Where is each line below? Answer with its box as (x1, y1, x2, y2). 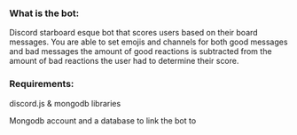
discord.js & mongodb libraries (9, 98, 121, 108)
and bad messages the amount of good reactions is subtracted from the (9, 46, 272, 57)
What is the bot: (9, 7, 80, 20)
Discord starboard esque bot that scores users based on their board (9, 28, 259, 38)
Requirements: (9, 78, 74, 91)
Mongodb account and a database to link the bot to (9, 115, 197, 126)
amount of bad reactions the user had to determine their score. (9, 56, 239, 67)
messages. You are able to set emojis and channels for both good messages (9, 36, 288, 47)
